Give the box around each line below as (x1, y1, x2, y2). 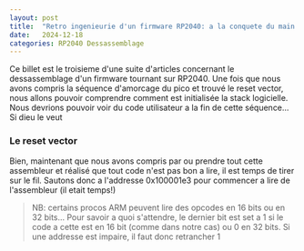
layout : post (9, 13, 59, 23)
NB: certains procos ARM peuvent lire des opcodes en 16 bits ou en (31, 202, 286, 213)
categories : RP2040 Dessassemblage (9, 38, 145, 48)
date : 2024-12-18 (9, 30, 84, 39)
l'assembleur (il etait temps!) (9, 184, 117, 196)
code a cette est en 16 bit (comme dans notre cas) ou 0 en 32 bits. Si (31, 221, 291, 232)
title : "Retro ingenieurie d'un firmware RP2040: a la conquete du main (9, 22, 296, 31)
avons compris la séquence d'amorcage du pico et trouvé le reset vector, (9, 83, 284, 94)
